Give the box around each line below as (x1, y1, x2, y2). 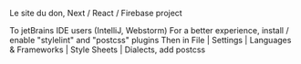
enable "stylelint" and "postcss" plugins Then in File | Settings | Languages (9, 35, 292, 45)
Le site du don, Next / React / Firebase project (9, 8, 182, 18)
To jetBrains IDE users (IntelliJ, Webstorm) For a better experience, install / (9, 25, 289, 35)
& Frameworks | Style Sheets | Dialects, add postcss (9, 44, 206, 55)
